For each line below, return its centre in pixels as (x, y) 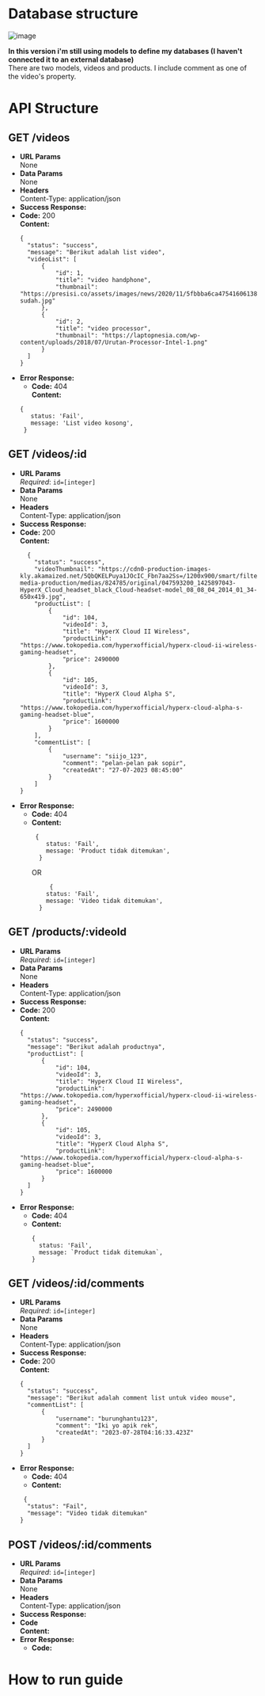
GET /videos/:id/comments (76, 1283)
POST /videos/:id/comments (80, 1544)
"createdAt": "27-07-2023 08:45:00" (123, 770)
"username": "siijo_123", (105, 756)
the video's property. (42, 76)
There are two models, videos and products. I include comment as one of (128, 67)
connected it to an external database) (71, 59)
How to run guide (66, 1680)
